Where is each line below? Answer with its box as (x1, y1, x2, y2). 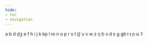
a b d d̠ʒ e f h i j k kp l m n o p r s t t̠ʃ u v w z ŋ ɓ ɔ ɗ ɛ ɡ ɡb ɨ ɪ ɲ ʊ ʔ (5, 31, 143, 37)
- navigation (5, 17, 33, 22)
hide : (5, 7, 17, 13)
